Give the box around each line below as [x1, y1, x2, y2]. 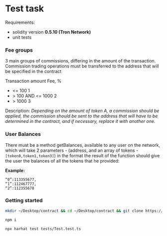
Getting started [5, 197, 43, 204]
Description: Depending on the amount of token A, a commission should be [5, 108, 160, 114]
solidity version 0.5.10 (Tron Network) [12, 29, 91, 35]
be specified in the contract [5, 68, 62, 74]
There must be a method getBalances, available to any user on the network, [5, 142, 161, 148]
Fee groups [5, 47, 33, 54]
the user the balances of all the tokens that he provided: [5, 158, 120, 164]
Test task [5, 3, 44, 14]
